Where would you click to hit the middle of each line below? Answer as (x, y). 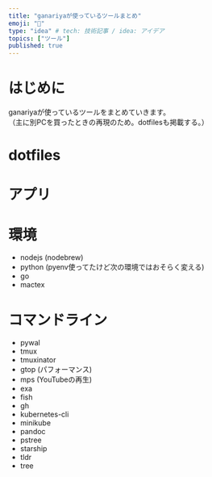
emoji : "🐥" (27, 23)
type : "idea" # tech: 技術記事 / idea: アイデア (87, 31)
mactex (32, 285)
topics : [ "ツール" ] (39, 38)
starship (33, 449)
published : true (35, 46)
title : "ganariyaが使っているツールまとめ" (75, 16)
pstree (31, 440)
